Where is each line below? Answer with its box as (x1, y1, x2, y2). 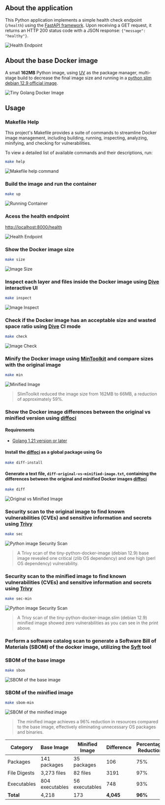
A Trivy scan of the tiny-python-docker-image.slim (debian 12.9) (17, 614, 147, 620)
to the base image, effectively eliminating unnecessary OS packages (17, 724, 156, 730)
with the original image (5, 361, 61, 368)
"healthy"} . (5, 32, 28, 38)
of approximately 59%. (17, 396, 64, 402)
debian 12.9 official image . (5, 80, 58, 86)
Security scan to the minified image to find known (5, 573, 127, 580)
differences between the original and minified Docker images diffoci (5, 476, 147, 482)
